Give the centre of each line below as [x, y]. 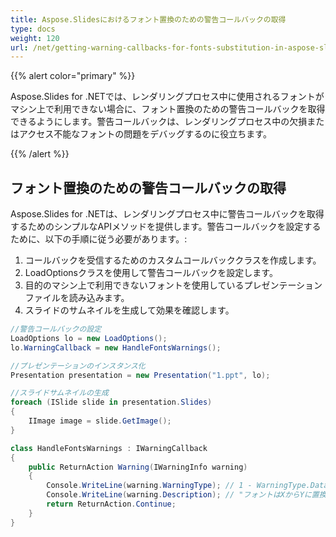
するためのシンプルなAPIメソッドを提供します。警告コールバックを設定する [166, 227]
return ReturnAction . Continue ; [111, 504]
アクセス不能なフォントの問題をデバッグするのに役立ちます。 [145, 134]
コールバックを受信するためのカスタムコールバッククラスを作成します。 [173, 260]
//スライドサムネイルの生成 [59, 393]
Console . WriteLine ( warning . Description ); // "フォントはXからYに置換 [186, 495]
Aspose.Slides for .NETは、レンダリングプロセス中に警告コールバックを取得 [167, 214]
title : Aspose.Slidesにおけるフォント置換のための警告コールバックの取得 [148, 19]
